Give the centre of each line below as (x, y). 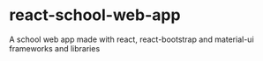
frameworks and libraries (55, 48)
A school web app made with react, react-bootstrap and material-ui (131, 39)
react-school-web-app (95, 15)
